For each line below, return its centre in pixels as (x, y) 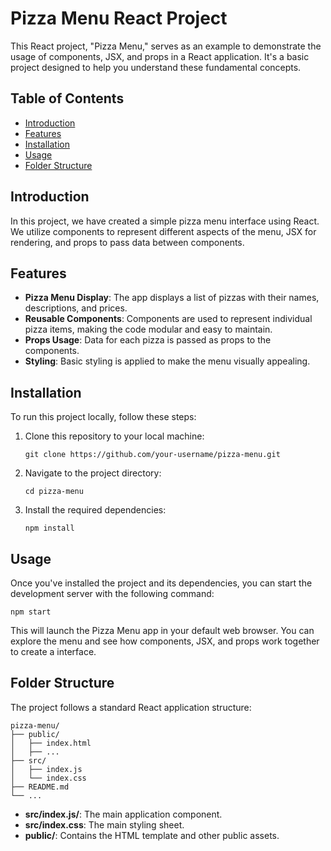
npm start (31, 612)
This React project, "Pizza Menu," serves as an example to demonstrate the (166, 46)
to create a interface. (53, 651)
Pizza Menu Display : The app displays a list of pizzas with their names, (172, 298)
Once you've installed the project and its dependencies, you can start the (161, 583)
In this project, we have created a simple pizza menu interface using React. (165, 221)
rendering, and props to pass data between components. (127, 242)
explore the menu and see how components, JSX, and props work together (165, 641)
